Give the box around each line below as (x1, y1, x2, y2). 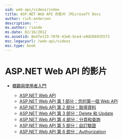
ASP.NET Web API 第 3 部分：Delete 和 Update (19, 110, 113, 116)
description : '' (5, 20, 38, 26)
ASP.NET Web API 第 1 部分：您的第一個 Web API (19, 98, 118, 104)
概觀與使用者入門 (12, 83, 47, 88)
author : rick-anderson (5, 16, 51, 21)
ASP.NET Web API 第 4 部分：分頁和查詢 (19, 116, 101, 122)
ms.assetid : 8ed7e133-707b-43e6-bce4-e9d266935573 (5, 35, 110, 39)
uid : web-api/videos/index (5, 7, 60, 12)
